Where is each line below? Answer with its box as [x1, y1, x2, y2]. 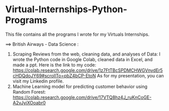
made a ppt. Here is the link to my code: [12, 62, 96, 68]
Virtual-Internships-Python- [5, 4, 128, 15]
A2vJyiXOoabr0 [12, 99, 46, 105]
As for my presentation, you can [97, 72, 164, 78]
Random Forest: [12, 89, 46, 95]
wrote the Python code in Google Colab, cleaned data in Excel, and [12, 56, 153, 62]
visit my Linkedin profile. [12, 78, 64, 84]
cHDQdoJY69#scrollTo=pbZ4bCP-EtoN [12, 72, 96, 78]
